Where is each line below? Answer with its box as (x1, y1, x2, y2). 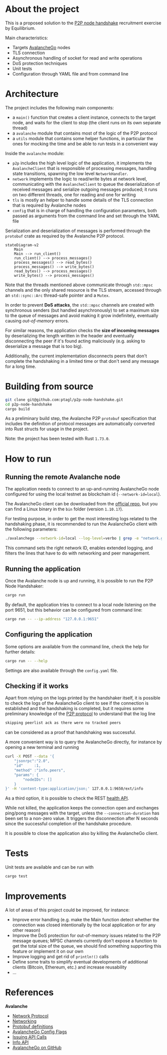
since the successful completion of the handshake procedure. (5, 821, 132, 827)
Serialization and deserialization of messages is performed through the (5, 228, 151, 234)
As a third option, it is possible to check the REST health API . (5, 795, 129, 801)
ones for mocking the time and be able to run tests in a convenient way (12, 141, 158, 147)
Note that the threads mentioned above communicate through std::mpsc (5, 282, 153, 288)
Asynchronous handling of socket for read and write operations (12, 55, 143, 61)
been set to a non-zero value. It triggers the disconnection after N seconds (5, 815, 159, 821)
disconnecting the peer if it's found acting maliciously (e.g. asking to (5, 338, 146, 344)
